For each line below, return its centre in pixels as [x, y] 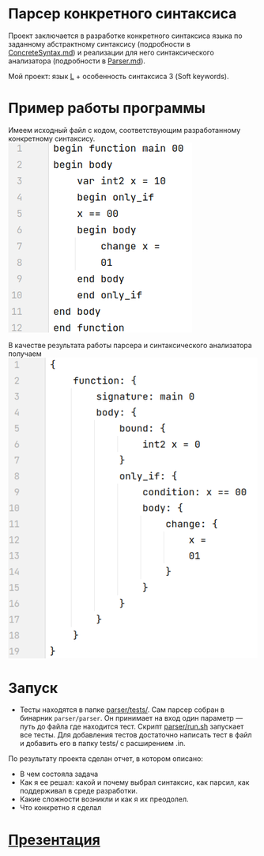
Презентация [54, 840]
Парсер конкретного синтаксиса [123, 14]
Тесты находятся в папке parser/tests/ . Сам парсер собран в [122, 710]
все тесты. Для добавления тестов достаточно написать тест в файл [136, 735]
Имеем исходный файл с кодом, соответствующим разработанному [124, 130]
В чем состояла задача [59, 774]
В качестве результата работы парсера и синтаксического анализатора [130, 345]
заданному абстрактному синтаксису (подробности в [100, 44]
